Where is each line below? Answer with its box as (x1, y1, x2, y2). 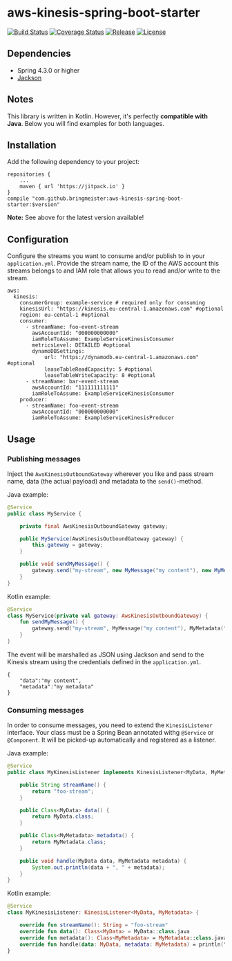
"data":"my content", (19, 677, 81, 684)
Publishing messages (7, 454, 81, 464)
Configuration (7, 233, 69, 245)
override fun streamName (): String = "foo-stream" (19, 922, 168, 928)
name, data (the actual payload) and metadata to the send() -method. (7, 477, 203, 485)
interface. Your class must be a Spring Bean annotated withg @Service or (7, 729, 214, 737)
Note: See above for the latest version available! (7, 213, 144, 222)
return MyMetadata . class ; (32, 839, 107, 845)
